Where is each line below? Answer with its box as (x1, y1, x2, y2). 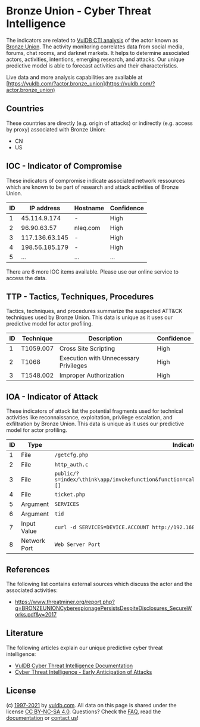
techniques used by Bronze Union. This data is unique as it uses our (6, 314, 173, 321)
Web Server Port (54, 541, 101, 548)
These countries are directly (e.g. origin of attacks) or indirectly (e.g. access (6, 119, 193, 127)
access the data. (6, 274, 47, 281)
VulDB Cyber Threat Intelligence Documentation (14, 662, 133, 669)
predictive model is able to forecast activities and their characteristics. (6, 62, 179, 69)
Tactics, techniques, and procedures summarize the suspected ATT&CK (6, 308, 183, 315)
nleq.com (74, 223, 101, 232)
